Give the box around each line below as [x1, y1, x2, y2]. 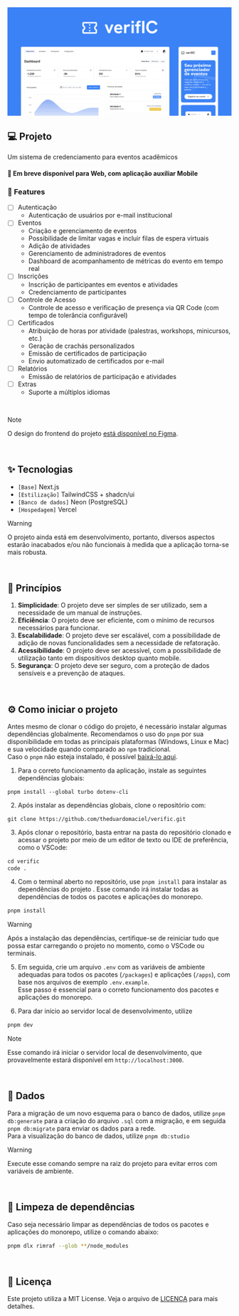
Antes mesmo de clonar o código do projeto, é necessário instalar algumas [7, 722, 228, 731]
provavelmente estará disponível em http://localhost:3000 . [7, 1056, 184, 1064]
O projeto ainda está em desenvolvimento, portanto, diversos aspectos [7, 533, 216, 541]
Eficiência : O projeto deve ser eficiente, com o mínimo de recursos [17, 616, 215, 625]
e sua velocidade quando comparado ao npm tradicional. [7, 745, 171, 753]
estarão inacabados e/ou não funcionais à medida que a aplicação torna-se [7, 540, 229, 548]
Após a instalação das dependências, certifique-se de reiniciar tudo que [7, 934, 219, 943]
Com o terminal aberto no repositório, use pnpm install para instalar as [17, 878, 228, 886]
